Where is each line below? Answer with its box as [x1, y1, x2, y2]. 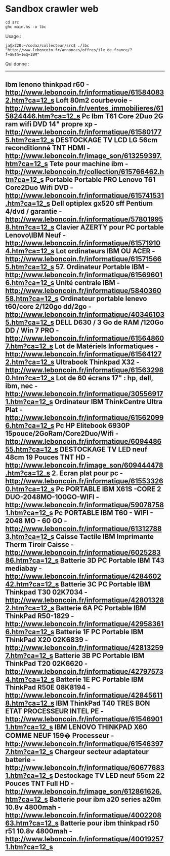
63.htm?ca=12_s [5, 819, 59, 828]
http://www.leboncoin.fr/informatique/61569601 [5, 271, 163, 279]
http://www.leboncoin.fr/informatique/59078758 [5, 501, 164, 509]
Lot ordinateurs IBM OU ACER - [56, 247, 155, 255]
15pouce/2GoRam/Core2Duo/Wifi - [5, 430, 119, 438]
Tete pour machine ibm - [49, 159, 129, 168]
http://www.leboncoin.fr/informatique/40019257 [5, 835, 164, 843]
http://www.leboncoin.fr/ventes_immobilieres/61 [5, 104, 163, 113]
